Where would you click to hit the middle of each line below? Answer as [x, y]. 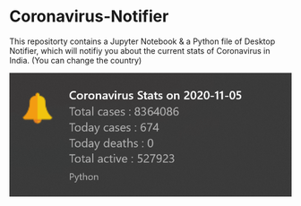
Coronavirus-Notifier [89, 17]
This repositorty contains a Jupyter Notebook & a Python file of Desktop [142, 41]
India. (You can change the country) [76, 60]
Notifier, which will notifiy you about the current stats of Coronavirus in [140, 50]
